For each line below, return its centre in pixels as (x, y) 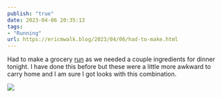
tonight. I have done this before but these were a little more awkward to (109, 67)
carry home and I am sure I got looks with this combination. (92, 74)
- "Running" (24, 33)
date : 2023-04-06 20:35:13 (46, 20)
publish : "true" (31, 14)
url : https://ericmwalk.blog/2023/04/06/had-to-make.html (93, 40)
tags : (15, 26)
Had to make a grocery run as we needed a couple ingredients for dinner (111, 59)
